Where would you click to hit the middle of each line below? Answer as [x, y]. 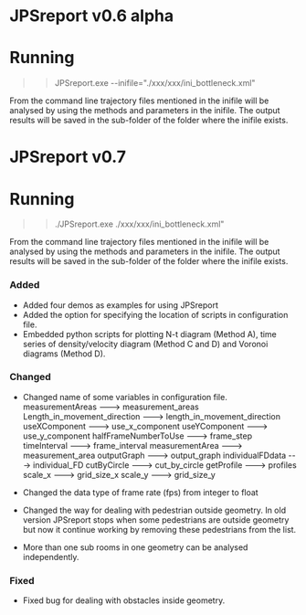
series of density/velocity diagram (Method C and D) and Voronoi [145, 344]
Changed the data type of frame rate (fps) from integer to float [140, 492]
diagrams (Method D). [64, 354]
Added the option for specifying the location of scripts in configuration [155, 314]
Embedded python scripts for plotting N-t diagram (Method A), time [149, 334]
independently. [51, 557]
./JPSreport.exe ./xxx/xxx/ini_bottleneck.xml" [139, 224]
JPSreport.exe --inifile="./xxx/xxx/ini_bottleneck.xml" [155, 83]
